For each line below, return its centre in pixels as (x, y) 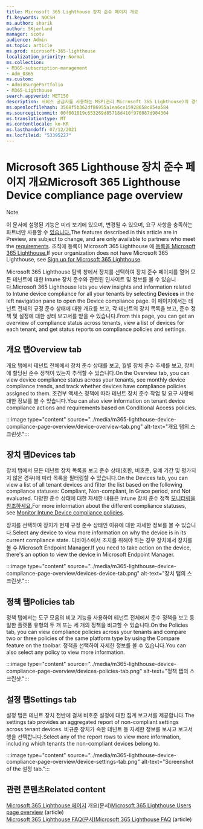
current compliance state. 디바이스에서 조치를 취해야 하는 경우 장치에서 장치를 (99, 540)
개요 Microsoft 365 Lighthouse (105, 182)
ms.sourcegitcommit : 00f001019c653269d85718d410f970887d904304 (88, 113)
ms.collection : (25, 62)
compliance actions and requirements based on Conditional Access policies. (101, 408)
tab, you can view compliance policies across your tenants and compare (96, 632)
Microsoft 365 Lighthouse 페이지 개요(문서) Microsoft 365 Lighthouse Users (99, 805)
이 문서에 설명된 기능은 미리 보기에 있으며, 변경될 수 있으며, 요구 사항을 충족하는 (100, 225)
